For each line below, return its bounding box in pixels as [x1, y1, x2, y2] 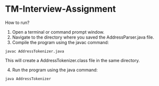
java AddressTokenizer [5, 76, 51, 81]
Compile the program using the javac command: [12, 39, 109, 45]
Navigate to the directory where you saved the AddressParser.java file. [12, 34, 155, 40]
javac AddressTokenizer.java [5, 49, 64, 54]
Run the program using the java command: [12, 67, 98, 73]
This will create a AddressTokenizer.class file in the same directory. [5, 57, 140, 63]
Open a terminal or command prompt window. [12, 29, 105, 35]
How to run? [5, 20, 30, 25]
